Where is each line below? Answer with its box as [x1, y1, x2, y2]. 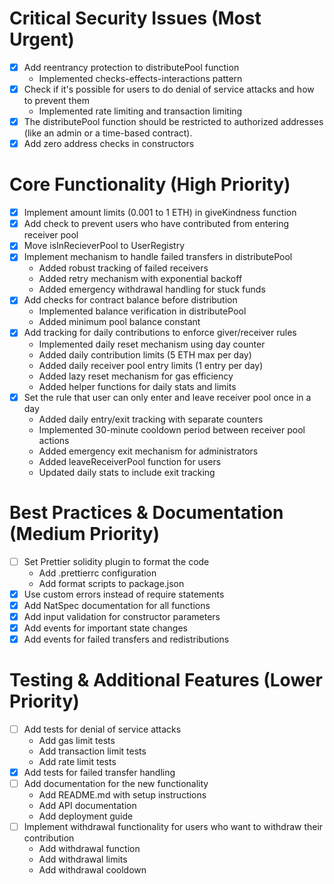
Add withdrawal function [38, 843, 141, 855]
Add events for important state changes [23, 622, 188, 634]
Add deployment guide [38, 810, 134, 822]
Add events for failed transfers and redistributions [23, 633, 230, 645]
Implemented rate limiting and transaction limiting [38, 105, 243, 117]
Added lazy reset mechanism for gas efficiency [38, 370, 234, 382]
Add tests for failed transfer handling [23, 766, 176, 778]
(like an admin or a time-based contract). [23, 127, 193, 139]
